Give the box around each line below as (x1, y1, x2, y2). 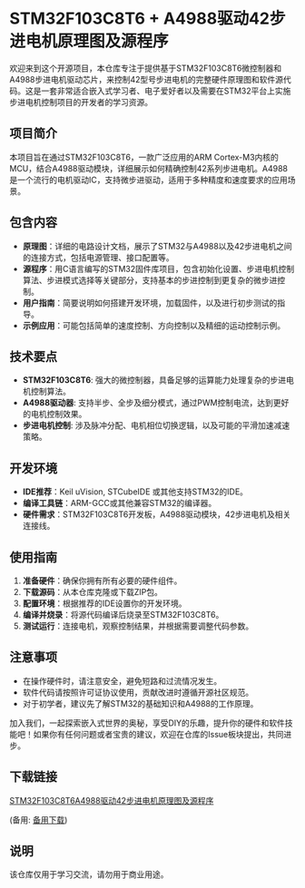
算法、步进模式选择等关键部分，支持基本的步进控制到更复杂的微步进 (22, 274, 278, 286)
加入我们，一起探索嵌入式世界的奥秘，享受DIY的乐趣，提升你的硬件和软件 (9, 717, 286, 728)
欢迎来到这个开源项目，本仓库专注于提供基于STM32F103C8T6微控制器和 (9, 63, 282, 73)
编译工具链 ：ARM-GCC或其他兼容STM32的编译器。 (22, 498, 217, 509)
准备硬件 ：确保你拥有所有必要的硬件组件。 (22, 575, 182, 586)
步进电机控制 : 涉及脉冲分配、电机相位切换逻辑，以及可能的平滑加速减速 (22, 420, 290, 431)
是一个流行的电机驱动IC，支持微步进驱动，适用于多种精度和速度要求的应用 (9, 174, 288, 185)
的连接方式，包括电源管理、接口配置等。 (22, 251, 174, 263)
